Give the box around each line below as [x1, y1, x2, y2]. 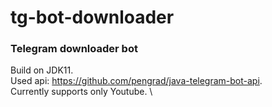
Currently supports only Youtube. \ [10, 86, 153, 98]
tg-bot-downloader [10, 6, 175, 29]
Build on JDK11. [10, 64, 74, 76]
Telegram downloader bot [10, 42, 138, 56]
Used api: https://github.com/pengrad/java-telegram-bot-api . [10, 75, 263, 87]
